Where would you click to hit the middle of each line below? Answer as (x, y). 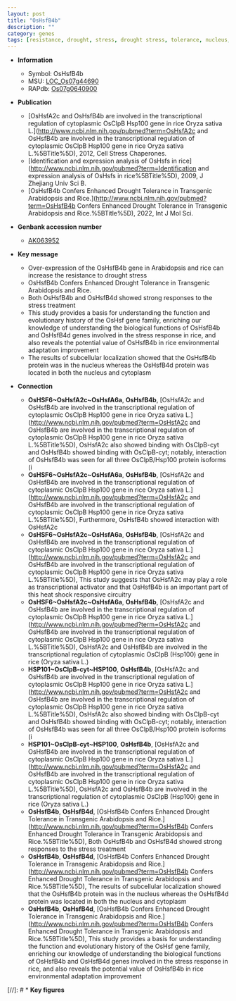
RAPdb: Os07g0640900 (63, 89)
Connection (35, 386)
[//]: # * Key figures (36, 990)
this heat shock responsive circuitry (80, 595)
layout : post (26, 14)
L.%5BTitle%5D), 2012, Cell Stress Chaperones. (97, 154)
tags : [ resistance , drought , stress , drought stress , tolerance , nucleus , (119, 40)
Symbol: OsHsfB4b (55, 74)
